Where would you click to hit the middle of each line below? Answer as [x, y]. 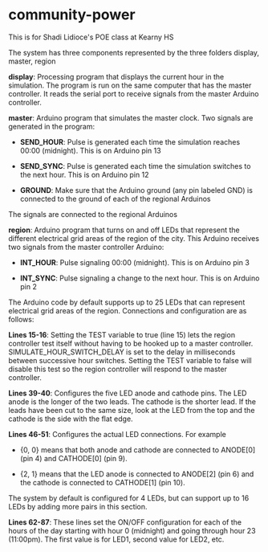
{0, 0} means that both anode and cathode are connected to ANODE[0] [138, 450]
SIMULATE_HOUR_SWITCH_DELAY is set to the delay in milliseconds [122, 352]
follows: [21, 319]
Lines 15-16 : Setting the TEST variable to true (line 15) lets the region [122, 334]
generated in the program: [52, 126]
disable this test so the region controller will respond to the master [118, 369]
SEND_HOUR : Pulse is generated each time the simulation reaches [130, 141]
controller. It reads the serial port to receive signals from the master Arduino [134, 93]
